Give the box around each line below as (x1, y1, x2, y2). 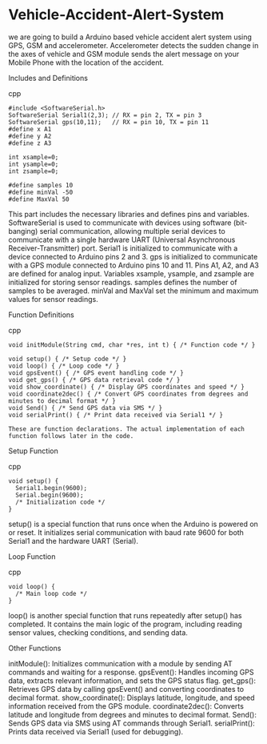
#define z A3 (8, 139, 52, 147)
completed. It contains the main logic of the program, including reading (8, 619, 242, 629)
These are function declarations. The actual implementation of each (8, 424, 245, 433)
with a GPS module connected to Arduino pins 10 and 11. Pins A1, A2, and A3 (8, 260, 260, 270)
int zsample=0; (8, 167, 59, 175)
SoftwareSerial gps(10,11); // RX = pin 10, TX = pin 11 (8, 118, 209, 126)
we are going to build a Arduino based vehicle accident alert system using (8, 32, 252, 42)
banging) (8, 226, 38, 235)
